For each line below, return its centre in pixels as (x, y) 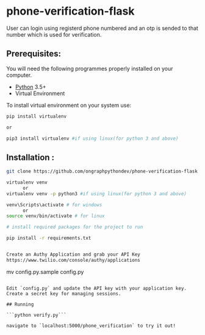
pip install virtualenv (37, 116)
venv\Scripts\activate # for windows (54, 205)
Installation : (31, 157)
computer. (19, 75)
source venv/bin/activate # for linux (56, 216)
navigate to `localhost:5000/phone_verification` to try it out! (91, 326)
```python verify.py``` (37, 315)
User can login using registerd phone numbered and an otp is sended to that (102, 28)
